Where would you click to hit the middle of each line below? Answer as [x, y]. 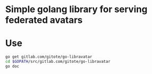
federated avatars [44, 20]
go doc [12, 66]
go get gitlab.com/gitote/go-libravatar [49, 57]
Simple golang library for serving [77, 9]
